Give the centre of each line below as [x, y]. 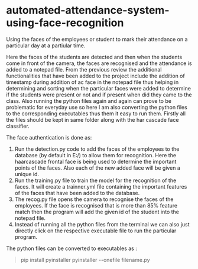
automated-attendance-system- [88, 10]
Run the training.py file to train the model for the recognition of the [95, 180]
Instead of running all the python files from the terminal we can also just [102, 224]
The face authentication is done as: [49, 137]
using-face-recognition [65, 23]
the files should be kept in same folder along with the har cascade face [92, 119]
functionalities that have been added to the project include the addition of [95, 76]
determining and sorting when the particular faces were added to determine [98, 88]
